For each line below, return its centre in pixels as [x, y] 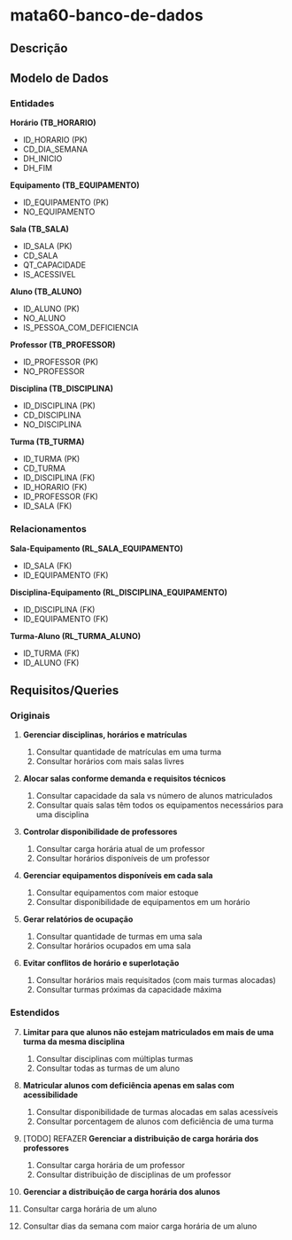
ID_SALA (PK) [48, 246]
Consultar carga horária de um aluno [90, 1209]
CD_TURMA [44, 468]
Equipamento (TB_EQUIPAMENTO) [75, 185]
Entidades [32, 103]
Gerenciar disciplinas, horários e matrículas [105, 735]
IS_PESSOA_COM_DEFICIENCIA [81, 328]
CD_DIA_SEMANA [55, 149]
